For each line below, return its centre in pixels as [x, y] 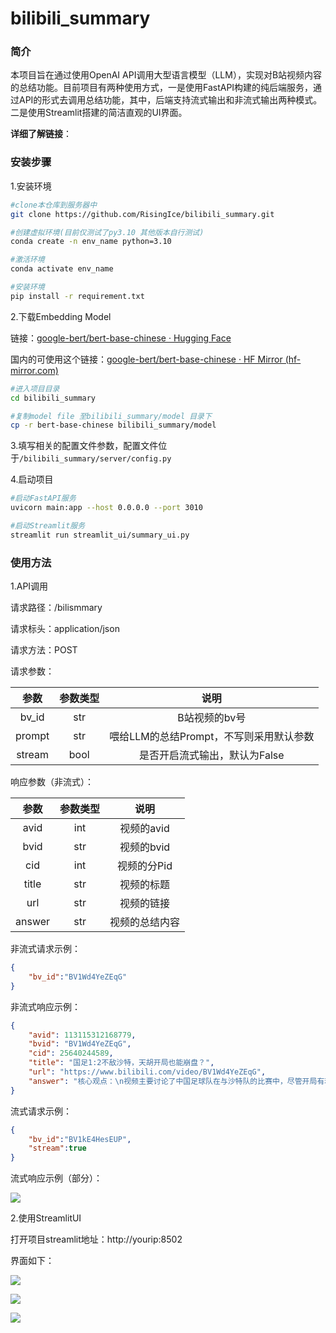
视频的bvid [145, 847]
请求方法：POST [44, 650]
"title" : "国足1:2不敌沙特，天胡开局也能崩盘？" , [121, 1063]
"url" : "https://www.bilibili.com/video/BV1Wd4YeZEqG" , [147, 1072]
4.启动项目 [32, 479]
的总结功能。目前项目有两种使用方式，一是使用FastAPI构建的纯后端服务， [162, 88]
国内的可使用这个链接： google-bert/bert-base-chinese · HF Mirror [146, 359]
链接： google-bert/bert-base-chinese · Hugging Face [121, 338]
